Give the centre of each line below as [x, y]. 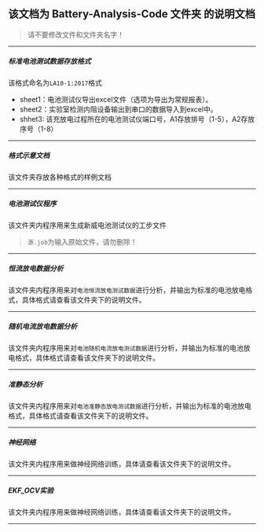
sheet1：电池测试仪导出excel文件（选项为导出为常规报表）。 [116, 99]
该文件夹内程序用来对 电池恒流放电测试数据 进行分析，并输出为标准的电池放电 [127, 290]
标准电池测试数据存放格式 [49, 61]
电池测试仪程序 [32, 204]
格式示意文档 [29, 156]
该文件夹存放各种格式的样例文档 [60, 177]
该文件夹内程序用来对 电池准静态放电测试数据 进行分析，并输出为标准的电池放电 [130, 405]
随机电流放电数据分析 [42, 327]
